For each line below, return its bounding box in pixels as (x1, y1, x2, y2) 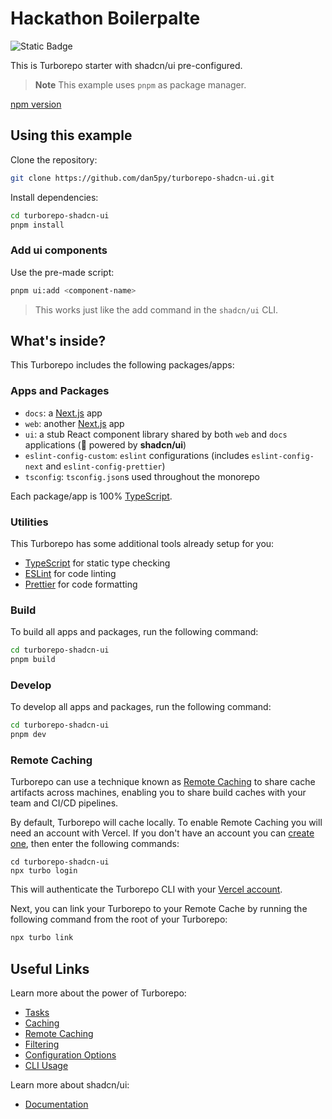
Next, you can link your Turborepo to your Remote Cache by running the (10, 903, 308, 915)
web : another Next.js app (24, 417, 125, 429)
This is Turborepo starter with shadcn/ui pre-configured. (10, 59, 243, 71)
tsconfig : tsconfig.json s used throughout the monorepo (24, 470, 260, 482)
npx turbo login (10, 866, 78, 876)
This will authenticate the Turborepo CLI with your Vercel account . (10, 883, 283, 896)
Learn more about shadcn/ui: (10, 1079, 130, 1091)
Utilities (10, 515, 49, 529)
